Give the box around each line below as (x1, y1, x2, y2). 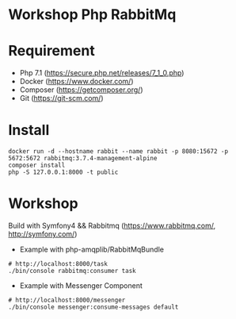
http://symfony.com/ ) (8, 229, 78, 239)
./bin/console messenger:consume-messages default (8, 303, 179, 311)
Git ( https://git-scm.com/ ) (19, 94, 105, 103)
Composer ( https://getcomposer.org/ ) (19, 85, 144, 94)
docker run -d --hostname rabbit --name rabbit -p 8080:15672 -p (8, 148, 228, 156)
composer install (8, 161, 66, 170)
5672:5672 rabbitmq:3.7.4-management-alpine (8, 155, 158, 163)
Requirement (8, 42, 95, 60)
